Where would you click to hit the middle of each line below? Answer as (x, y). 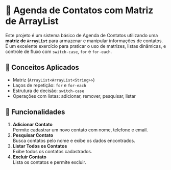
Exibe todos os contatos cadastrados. (53, 151)
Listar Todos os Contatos (40, 146)
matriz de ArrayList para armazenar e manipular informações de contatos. (84, 41)
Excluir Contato (30, 157)
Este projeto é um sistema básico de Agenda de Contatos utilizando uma (82, 35)
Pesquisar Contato (33, 135)
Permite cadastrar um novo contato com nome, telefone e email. (80, 130)
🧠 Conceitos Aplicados (42, 67)
